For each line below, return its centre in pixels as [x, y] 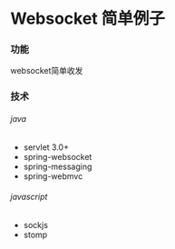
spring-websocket [58, 156]
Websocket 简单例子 [88, 19]
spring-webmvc [53, 176]
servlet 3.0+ [46, 147]
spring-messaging [58, 166]
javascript [29, 197]
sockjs [36, 224]
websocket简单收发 [47, 71]
